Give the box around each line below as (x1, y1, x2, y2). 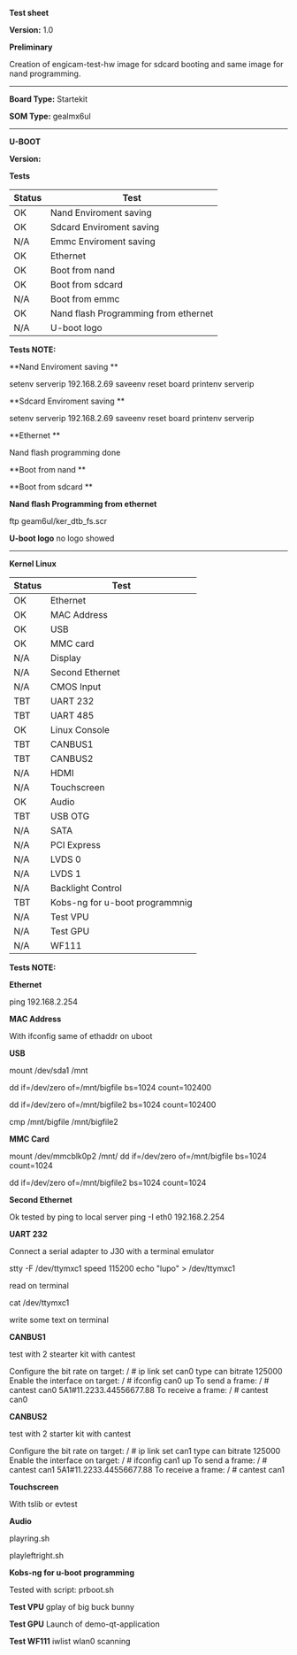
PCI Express (49, 839, 102, 851)
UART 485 (49, 710, 95, 721)
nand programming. (9, 68, 81, 79)
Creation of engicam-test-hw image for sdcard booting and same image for (9, 59, 285, 69)
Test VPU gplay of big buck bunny (9, 1602, 135, 1612)
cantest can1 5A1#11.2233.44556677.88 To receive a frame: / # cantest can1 (9, 1465, 286, 1474)
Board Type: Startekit (9, 94, 88, 104)
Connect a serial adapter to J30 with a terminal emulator (9, 1246, 215, 1256)
